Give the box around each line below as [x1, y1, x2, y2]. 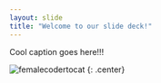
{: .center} [86, 64, 126, 75]
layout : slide [9, 13, 64, 23]
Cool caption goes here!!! [9, 46, 105, 57]
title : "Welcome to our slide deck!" [9, 22, 153, 31]
